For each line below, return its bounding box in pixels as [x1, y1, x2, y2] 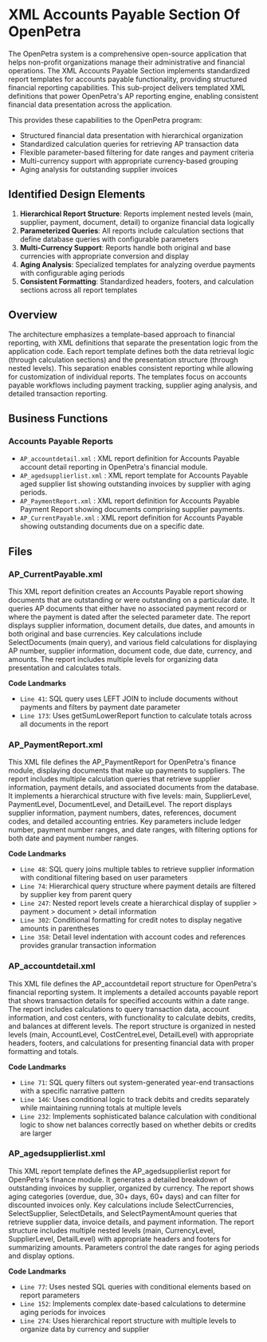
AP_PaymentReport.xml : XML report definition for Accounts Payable [19, 496, 240, 506]
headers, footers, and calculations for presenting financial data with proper [8, 1038, 254, 1048]
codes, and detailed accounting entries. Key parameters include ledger [8, 817, 241, 826]
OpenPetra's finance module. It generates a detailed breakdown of [8, 1175, 227, 1184]
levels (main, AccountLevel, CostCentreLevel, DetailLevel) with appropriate [8, 1029, 254, 1039]
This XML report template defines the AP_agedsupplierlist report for [8, 1166, 231, 1175]
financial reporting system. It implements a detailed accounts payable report [8, 987, 259, 997]
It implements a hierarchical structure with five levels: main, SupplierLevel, [8, 791, 253, 801]
